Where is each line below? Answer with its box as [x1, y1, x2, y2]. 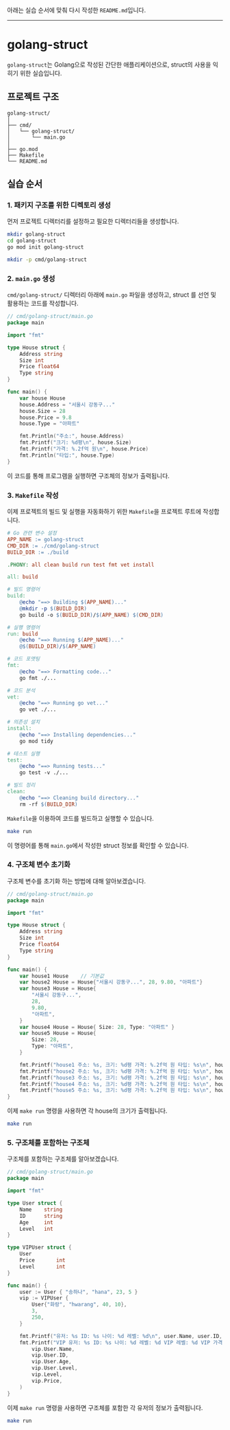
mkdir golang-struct [7, 231, 66, 238]
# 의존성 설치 [7, 718, 40, 726]
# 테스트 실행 [7, 750, 40, 757]
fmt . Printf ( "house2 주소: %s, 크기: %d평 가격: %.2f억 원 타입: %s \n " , [19, 1067, 212, 1075]
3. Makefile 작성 [7, 490, 60, 500]
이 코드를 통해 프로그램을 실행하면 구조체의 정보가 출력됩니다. [7, 471, 170, 479]
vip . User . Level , [31, 1365, 78, 1372]
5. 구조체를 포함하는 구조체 [7, 1138, 90, 1147]
